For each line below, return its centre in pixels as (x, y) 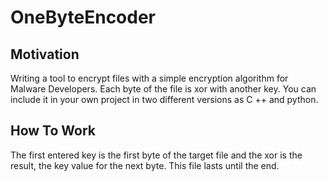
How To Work (53, 131)
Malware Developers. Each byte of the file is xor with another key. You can (163, 89)
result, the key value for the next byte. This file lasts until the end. (145, 165)
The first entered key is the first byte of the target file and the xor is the (156, 155)
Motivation (45, 54)
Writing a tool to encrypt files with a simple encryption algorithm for (149, 78)
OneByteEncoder (83, 17)
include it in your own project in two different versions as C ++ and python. (164, 99)
